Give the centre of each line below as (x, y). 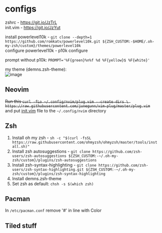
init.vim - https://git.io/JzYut (33, 27)
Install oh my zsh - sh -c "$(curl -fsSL (52, 138)
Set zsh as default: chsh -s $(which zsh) (53, 184)
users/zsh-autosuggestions (39, 156)
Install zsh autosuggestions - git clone (51, 151)
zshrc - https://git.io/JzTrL (31, 22)
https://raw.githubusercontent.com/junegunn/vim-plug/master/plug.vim (78, 106)
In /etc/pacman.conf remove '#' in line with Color (53, 210)
